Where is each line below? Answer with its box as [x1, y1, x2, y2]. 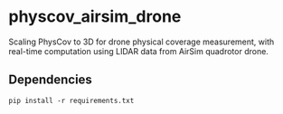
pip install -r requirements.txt [8, 96, 135, 105]
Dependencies [8, 72, 92, 88]
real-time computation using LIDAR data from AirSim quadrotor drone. [8, 45, 269, 56]
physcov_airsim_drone [8, 6, 182, 27]
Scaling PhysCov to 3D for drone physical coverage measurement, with [8, 36, 275, 47]
